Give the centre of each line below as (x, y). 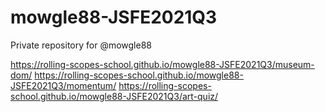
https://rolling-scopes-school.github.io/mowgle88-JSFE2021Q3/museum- (162, 64)
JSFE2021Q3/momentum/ (63, 85)
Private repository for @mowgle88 (81, 45)
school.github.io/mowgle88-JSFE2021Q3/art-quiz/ (114, 96)
